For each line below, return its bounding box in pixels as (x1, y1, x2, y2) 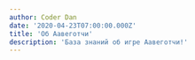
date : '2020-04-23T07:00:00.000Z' (9, 21, 137, 30)
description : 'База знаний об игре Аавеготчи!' (9, 37, 189, 47)
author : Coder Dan (9, 12, 77, 22)
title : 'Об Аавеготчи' (9, 29, 93, 38)
